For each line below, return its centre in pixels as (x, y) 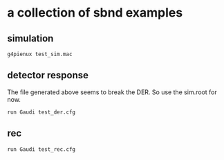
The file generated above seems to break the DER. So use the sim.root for (112, 92)
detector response (48, 75)
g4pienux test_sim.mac (40, 54)
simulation (30, 38)
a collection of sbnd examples (95, 13)
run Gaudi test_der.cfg (41, 112)
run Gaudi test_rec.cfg (41, 149)
